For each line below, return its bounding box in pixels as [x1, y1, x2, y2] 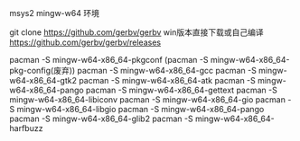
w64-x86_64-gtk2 [9, 75, 77, 85]
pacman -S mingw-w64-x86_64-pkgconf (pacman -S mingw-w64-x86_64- [9, 55, 290, 65]
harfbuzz [9, 123, 43, 133]
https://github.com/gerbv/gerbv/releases [9, 37, 161, 48]
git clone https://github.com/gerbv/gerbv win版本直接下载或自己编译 [9, 27, 264, 38]
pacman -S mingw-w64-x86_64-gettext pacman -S [85, 84, 277, 95]
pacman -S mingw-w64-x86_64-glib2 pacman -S [9, 113, 193, 124]
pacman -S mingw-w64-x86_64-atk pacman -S [78, 75, 256, 85]
